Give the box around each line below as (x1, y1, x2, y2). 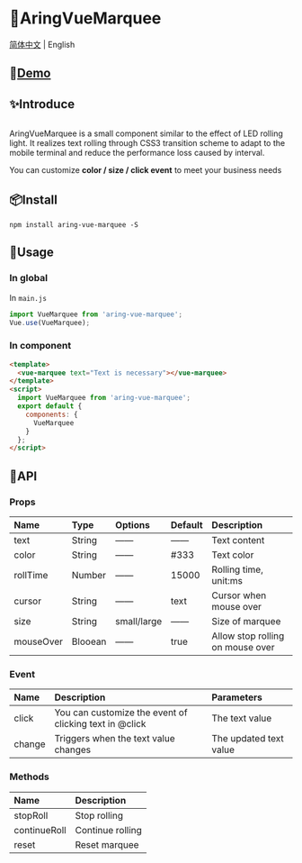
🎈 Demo (9, 66, 51, 81)
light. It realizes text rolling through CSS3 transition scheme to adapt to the (9, 138, 286, 149)
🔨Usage (9, 245, 54, 260)
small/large (115, 615, 163, 627)
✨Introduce (9, 96, 75, 112)
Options (115, 519, 150, 531)
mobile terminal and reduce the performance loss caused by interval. (9, 148, 265, 159)
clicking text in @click (54, 718, 147, 731)
